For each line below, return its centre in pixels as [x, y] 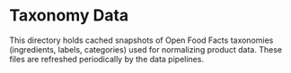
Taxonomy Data [69, 16]
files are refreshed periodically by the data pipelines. [107, 59]
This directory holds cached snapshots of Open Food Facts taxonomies [141, 40]
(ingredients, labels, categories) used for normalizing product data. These [146, 49]
